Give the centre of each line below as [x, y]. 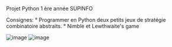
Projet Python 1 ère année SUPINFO [50, 9]
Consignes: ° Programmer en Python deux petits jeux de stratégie [86, 20]
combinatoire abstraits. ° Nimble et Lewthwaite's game [73, 26]
